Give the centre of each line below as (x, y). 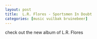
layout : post (18, 10)
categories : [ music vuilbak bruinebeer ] (47, 19)
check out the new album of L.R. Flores (44, 33)
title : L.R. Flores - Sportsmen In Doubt (48, 14)
